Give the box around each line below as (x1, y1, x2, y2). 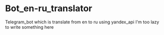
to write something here (5, 24, 54, 30)
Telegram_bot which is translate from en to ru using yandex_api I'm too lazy (5, 19, 160, 25)
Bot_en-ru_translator (5, 3, 93, 14)
